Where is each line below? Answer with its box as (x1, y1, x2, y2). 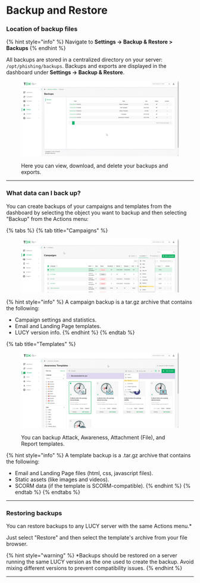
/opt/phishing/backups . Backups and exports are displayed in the (6, 63, 167, 70)
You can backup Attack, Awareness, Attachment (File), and (21, 434, 165, 441)
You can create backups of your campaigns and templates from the (6, 202, 171, 210)
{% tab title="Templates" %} (6, 340, 76, 347)
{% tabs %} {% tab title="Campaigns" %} (6, 227, 108, 234)
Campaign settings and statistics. (14, 316, 97, 323)
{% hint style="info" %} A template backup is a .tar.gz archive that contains (6, 451, 191, 459)
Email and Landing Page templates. (14, 322, 101, 329)
